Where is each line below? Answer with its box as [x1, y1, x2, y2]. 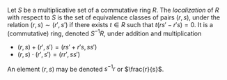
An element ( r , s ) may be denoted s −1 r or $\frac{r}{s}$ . [7, 63, 164, 73]
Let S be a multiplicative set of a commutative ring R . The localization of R [7, 6, 219, 14]
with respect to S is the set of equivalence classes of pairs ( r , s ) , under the [7, 13, 221, 22]
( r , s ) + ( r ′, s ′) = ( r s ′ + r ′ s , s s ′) [17, 42, 97, 51]
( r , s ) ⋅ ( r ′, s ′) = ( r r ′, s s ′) [17, 50, 80, 58]
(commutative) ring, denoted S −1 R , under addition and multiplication [7, 28, 202, 38]
